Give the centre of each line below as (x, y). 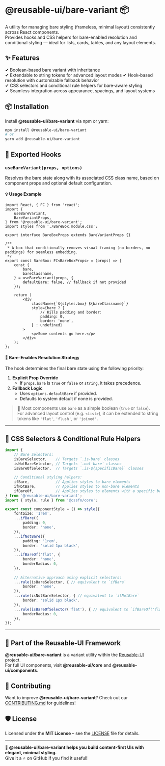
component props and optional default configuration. (59, 183)
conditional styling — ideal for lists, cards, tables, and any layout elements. (81, 42)
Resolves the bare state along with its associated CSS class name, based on (82, 178)
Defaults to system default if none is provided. (66, 399)
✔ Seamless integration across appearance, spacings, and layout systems (80, 91)
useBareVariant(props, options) (44, 168)
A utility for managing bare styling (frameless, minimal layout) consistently (80, 27)
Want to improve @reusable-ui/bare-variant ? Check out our (67, 697)
